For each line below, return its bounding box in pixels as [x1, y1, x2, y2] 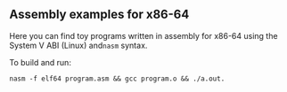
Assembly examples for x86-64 [9, 7, 190, 22]
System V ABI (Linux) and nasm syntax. [9, 40, 148, 50]
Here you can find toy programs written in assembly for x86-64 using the [9, 30, 278, 41]
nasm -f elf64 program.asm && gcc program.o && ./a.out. [9, 74, 225, 83]
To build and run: [9, 57, 71, 67]
